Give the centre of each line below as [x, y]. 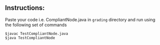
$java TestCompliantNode [30, 38]
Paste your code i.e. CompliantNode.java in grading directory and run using [80, 19]
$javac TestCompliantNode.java [37, 33]
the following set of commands [36, 25]
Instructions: [25, 8]
